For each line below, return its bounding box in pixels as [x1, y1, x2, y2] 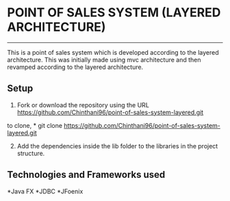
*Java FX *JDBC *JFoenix [7, 187, 84, 196]
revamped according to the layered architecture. [7, 63, 144, 71]
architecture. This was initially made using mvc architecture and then [7, 55, 201, 64]
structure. [16, 149, 45, 157]
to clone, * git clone [7, 121, 63, 129]
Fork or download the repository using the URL [16, 100, 149, 109]
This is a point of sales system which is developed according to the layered [7, 48, 219, 56]
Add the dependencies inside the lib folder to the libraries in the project [16, 142, 218, 150]
